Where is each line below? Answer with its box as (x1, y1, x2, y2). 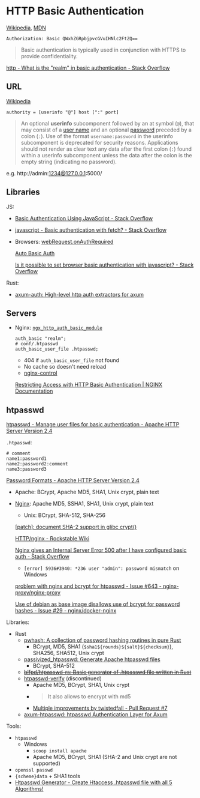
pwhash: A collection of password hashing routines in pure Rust (23, 636, 181, 644)
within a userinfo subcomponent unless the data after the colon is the (20, 151, 193, 159)
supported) (32, 760, 61, 767)
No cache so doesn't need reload (23, 363, 107, 370)
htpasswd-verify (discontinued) (23, 675, 102, 682)
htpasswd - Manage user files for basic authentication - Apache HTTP (6, 421, 180, 428)
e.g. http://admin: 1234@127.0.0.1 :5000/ (6, 169, 102, 177)
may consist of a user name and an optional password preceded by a (20, 126, 192, 133)
